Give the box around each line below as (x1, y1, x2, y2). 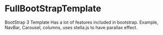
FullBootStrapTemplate (4, 3, 102, 14)
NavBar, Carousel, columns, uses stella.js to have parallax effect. (4, 24, 138, 30)
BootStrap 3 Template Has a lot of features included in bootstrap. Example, (4, 19, 159, 25)
